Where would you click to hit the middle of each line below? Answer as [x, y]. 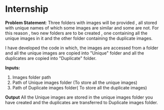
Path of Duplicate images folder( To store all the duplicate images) [80, 87]
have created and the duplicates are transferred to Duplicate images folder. [82, 102]
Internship [27, 9]
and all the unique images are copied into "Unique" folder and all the [75, 53]
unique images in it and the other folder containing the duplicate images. [79, 38]
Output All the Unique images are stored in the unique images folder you [79, 97]
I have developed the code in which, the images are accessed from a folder [82, 48]
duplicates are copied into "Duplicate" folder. [51, 58]
